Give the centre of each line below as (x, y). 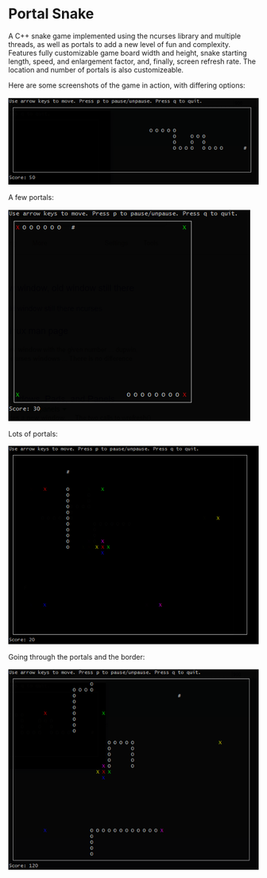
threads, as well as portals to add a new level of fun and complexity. (120, 44)
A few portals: (31, 198)
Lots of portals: (33, 434)
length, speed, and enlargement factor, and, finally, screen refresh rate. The (132, 61)
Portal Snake (51, 14)
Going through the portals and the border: (77, 657)
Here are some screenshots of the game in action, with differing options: (127, 85)
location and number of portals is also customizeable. (96, 69)
